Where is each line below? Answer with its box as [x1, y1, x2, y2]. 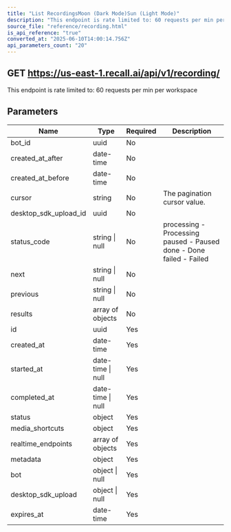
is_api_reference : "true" [7, 29, 81, 36]
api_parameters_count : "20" [7, 42, 88, 49]
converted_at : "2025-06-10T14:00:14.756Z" [7, 36, 131, 43]
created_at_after [10, 153, 63, 162]
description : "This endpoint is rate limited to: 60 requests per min [7, 17, 214, 23]
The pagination [162, 189, 212, 198]
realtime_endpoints [10, 438, 72, 448]
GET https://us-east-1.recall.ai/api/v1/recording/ [7, 67, 220, 79]
